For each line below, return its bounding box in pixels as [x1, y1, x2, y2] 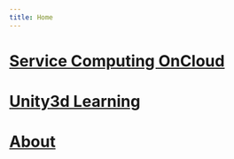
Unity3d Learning [9, 92, 141, 111]
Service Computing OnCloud [9, 50, 225, 71]
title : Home [9, 12, 53, 22]
